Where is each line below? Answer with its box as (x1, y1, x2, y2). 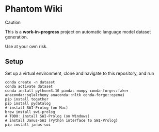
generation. (5, 34, 28, 40)
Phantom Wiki (5, 3, 63, 15)
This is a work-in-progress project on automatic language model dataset (5, 29, 151, 34)
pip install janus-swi (5, 122, 51, 127)
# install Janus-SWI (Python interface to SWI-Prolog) (5, 118, 118, 123)
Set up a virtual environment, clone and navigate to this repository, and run (5, 70, 154, 76)
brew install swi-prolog (5, 109, 55, 115)
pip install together (5, 97, 49, 101)
